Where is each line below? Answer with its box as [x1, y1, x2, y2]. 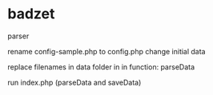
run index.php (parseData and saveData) [7, 77, 142, 87]
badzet [7, 5, 55, 23]
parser [7, 31, 30, 41]
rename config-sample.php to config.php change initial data [7, 46, 206, 56]
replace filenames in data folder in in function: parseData [7, 61, 195, 72]
